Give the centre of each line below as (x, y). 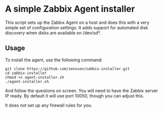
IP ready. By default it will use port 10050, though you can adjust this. (75, 95)
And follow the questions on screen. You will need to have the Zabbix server (81, 91)
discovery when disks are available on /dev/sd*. (53, 33)
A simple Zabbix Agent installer (70, 9)
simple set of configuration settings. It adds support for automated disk (77, 27)
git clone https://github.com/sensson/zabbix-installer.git (68, 69)
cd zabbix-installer (26, 73)
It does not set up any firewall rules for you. (49, 105)
